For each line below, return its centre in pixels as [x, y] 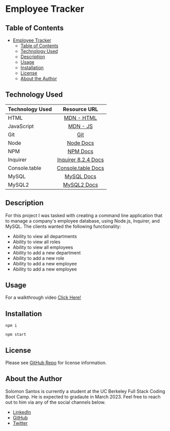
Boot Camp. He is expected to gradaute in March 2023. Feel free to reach [83, 397]
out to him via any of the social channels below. [55, 402]
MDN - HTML [81, 118]
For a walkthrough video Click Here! [43, 298]
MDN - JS [81, 126]
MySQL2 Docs [81, 185]
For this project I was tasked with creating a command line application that [84, 215]
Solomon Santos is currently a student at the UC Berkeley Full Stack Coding [85, 391]
